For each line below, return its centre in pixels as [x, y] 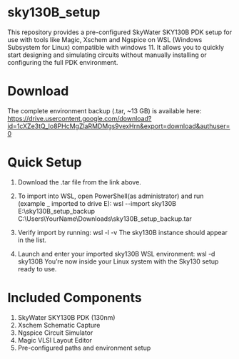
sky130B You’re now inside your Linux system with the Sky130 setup [118, 261]
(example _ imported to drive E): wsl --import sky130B [97, 203]
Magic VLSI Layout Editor [55, 340]
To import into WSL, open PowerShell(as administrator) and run [111, 196]
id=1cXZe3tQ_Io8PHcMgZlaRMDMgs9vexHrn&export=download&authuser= [119, 126]
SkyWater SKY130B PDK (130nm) [66, 317]
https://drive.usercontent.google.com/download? [80, 118]
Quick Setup [45, 163]
